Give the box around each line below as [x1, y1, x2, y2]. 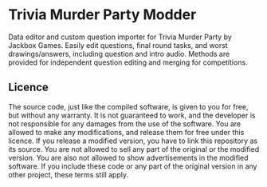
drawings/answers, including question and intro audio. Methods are [8, 49, 230, 58]
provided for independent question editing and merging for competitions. [8, 58, 249, 67]
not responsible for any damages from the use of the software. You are [8, 118, 241, 129]
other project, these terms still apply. [8, 169, 129, 179]
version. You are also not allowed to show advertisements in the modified [8, 153, 249, 162]
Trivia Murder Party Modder [8, 6, 197, 24]
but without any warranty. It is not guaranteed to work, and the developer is [8, 110, 256, 120]
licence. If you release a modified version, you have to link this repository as [8, 136, 257, 145]
